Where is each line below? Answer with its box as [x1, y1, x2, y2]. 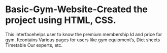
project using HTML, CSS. [5, 14, 117, 26]
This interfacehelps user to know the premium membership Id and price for [5, 31, 162, 37]
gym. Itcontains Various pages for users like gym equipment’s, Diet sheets [5, 37, 160, 43]
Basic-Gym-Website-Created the [5, 4, 148, 15]
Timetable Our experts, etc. [5, 42, 62, 48]
